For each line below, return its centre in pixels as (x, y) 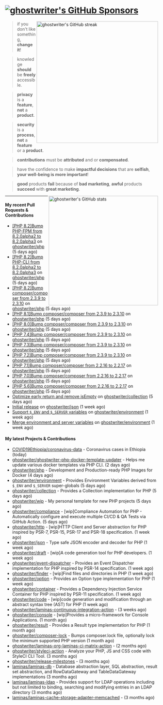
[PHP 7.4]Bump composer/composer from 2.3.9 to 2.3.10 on (72, 334)
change (25, 44)
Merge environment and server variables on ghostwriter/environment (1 (83, 422)
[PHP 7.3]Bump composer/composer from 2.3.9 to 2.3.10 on (72, 345)
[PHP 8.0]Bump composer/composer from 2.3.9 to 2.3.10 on (72, 324)
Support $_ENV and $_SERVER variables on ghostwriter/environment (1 (80, 412)
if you (23, 24)
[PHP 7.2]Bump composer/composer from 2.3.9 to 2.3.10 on (72, 355)
